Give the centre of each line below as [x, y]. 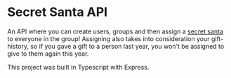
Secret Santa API [57, 12]
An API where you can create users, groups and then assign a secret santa [115, 31]
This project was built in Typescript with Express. [78, 67]
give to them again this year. [48, 54]
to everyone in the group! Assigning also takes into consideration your [108, 38]
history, [18, 46]
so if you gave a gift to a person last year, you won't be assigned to [127, 46]
